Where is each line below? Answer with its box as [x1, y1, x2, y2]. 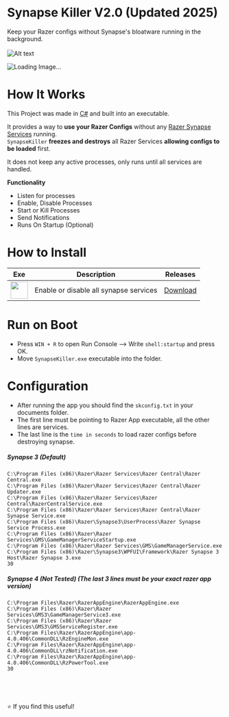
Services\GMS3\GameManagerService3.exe [7, 611, 121, 618]
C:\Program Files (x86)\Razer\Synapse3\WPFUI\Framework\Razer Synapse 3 [7, 548, 219, 555]
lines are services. [16, 423, 69, 431]
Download [164, 285, 197, 295]
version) [7, 582, 32, 590]
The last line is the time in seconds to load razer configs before [16, 430, 197, 438]
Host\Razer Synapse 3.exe [7, 554, 81, 561]
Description [76, 269, 116, 279]
